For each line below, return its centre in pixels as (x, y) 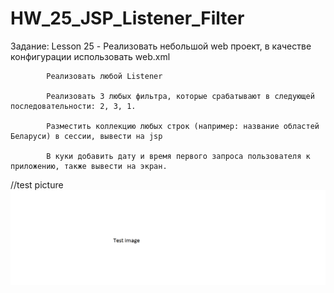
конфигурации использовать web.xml (90, 56)
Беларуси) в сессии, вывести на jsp (86, 136)
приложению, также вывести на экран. (89, 166)
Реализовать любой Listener (104, 76)
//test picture (37, 184)
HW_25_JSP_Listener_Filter (127, 18)
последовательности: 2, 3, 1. (73, 106)
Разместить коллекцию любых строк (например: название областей (183, 126)
